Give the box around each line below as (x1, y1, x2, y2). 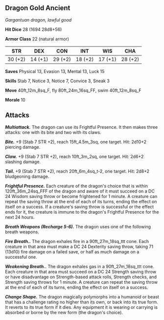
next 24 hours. (5, 214, 35, 220)
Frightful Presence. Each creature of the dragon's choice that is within (5, 183, 148, 189)
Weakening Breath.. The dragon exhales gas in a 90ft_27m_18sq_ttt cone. (5, 263, 154, 269)
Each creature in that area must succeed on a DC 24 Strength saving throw (5, 269, 157, 274)
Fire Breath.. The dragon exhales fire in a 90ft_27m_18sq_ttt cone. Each (5, 238, 149, 244)
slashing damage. (5, 159, 41, 165)
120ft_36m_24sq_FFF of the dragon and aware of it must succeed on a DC (5, 188, 155, 194)
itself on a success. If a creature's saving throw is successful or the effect (5, 203, 154, 210)
